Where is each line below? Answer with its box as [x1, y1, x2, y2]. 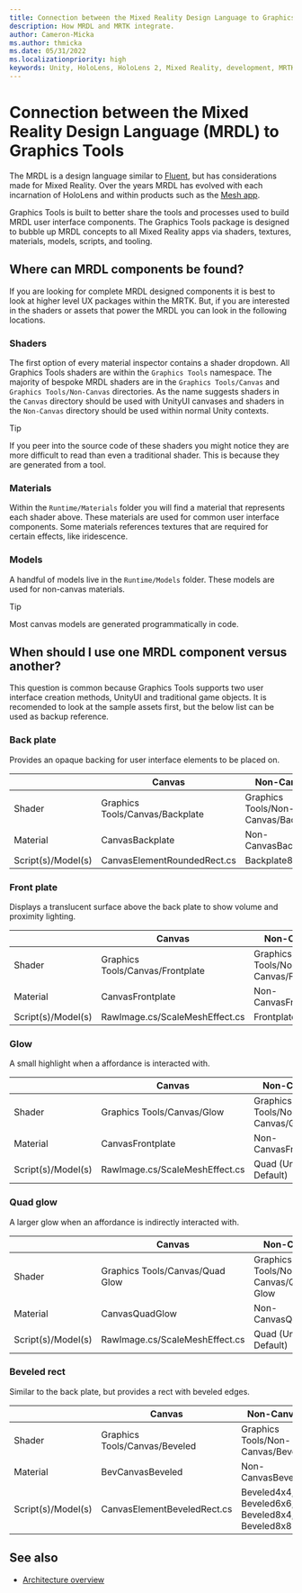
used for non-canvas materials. [9, 583, 126, 595]
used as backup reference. [9, 711, 110, 722]
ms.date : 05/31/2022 [9, 47, 87, 56]
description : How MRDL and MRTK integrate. [9, 22, 175, 31]
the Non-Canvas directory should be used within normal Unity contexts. [9, 405, 270, 415]
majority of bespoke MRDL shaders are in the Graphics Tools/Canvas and [9, 376, 280, 387]
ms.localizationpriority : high [9, 55, 127, 64]
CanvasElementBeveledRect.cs [101, 1502, 233, 1515]
